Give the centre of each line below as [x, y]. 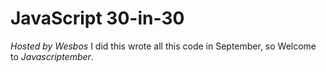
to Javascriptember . [52, 56]
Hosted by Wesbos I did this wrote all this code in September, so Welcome [163, 46]
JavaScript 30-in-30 [97, 18]
